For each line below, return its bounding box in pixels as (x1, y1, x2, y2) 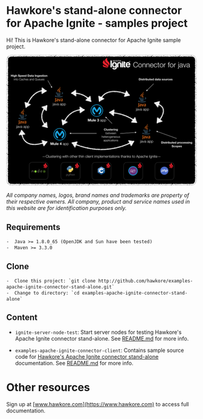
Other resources (6, 381, 91, 394)
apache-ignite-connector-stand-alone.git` (6, 284, 115, 290)
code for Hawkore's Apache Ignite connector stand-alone (14, 353, 159, 360)
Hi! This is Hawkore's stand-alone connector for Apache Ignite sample (6, 36, 181, 43)
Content (6, 312, 38, 323)
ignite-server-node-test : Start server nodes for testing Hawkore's (14, 328, 182, 336)
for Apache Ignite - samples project (6, 16, 188, 30)
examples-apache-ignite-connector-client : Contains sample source (14, 347, 184, 354)
